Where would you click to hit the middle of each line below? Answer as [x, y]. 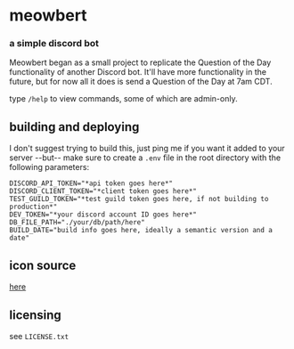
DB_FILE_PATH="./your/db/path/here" [77, 223]
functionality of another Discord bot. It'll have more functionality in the [138, 72]
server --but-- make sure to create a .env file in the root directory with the [145, 158]
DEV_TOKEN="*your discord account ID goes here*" [103, 215]
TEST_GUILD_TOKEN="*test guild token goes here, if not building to [139, 199]
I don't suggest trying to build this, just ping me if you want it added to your [147, 149]
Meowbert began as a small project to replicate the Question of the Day [140, 62]
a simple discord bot [54, 44]
